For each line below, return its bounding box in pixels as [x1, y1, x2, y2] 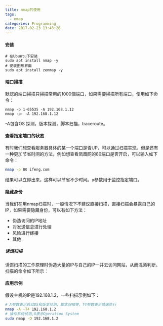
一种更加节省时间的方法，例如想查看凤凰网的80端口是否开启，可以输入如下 [5, 151, 158, 157]
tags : [5, 12, 16, 17]
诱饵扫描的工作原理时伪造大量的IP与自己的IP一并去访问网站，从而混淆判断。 [5, 262, 161, 268]
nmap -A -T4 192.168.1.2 [5, 307, 56, 312]
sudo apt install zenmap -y [5, 68, 63, 73]
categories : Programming [5, 21, 56, 26]
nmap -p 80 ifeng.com [5, 167, 50, 172]
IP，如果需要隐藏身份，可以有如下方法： [5, 207, 87, 213]
